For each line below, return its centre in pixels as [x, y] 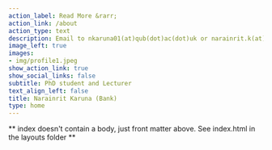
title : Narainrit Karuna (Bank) [63, 98]
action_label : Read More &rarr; [63, 16]
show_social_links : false [52, 76]
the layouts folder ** [42, 137]
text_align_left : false [49, 91]
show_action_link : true [49, 69]
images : [21, 53]
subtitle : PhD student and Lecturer [70, 83]
